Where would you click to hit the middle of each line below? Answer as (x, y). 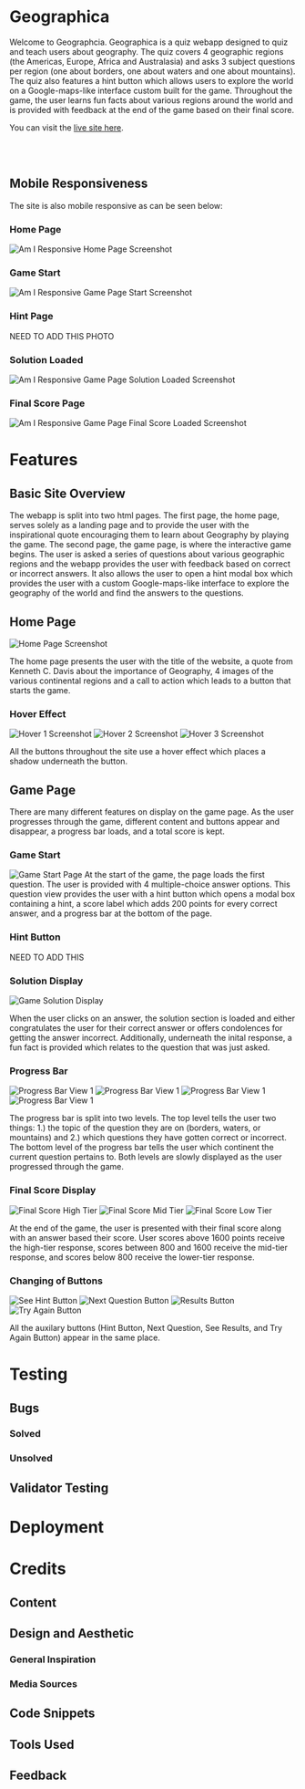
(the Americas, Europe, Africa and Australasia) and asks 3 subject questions (152, 61)
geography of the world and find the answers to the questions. (127, 593)
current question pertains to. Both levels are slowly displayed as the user (146, 1157)
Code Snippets (52, 1714)
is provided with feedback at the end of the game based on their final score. (152, 109)
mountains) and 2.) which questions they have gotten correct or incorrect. (148, 1138)
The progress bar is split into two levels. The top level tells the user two (143, 1118)
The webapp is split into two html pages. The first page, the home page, (145, 515)
